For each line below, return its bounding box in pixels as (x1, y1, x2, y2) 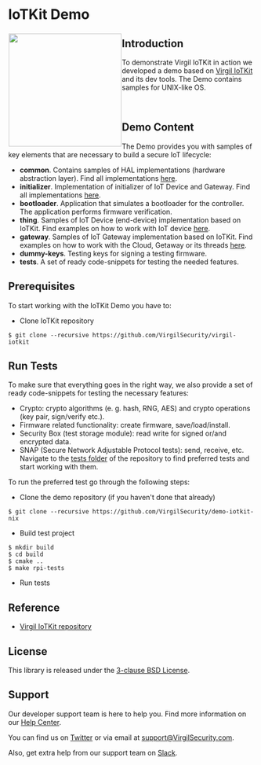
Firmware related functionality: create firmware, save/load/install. (19, 421, 231, 430)
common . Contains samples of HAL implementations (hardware (19, 165, 226, 175)
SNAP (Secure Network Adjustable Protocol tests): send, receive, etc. (19, 446, 245, 455)
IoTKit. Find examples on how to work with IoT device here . (19, 223, 211, 233)
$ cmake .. (8, 557, 44, 565)
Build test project (19, 528, 75, 538)
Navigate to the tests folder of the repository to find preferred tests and (19, 454, 250, 463)
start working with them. (19, 462, 99, 472)
